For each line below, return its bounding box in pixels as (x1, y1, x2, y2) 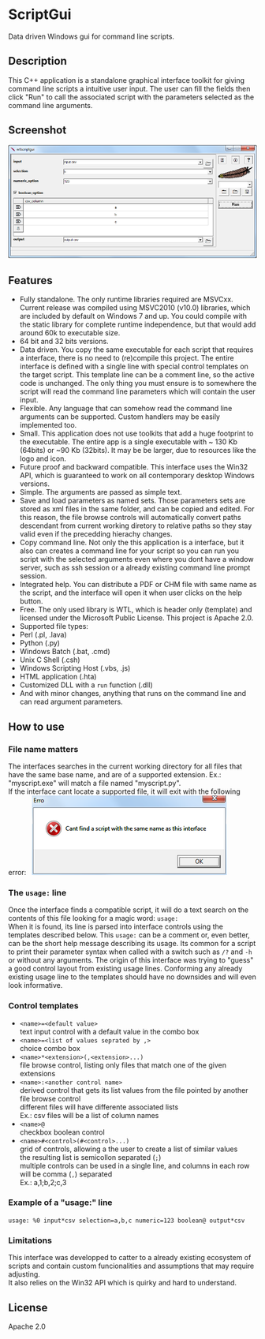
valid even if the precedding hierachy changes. (19, 529, 173, 539)
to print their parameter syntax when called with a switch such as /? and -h (8, 947, 252, 956)
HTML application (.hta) (19, 672, 97, 682)
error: (8, 867, 27, 877)
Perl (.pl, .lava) (19, 630, 67, 640)
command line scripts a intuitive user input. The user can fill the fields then (8, 84, 251, 93)
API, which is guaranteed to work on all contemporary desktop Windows (19, 471, 255, 481)
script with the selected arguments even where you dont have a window (19, 555, 254, 564)
